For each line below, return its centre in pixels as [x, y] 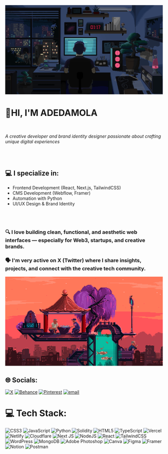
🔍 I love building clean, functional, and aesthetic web [71, 232]
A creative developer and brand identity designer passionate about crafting [83, 136]
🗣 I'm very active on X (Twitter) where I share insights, [73, 261]
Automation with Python [37, 198]
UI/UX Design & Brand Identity [43, 204]
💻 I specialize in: [32, 173]
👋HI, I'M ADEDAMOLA [51, 113]
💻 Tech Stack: [36, 413]
